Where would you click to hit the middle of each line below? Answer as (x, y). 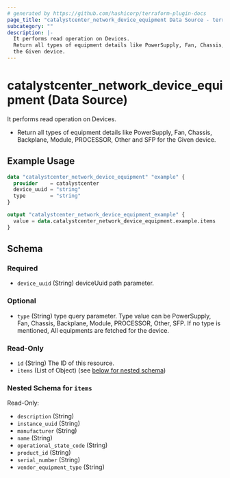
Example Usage (41, 161)
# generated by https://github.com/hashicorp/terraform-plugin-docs (107, 13)
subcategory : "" (30, 26)
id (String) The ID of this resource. (66, 363)
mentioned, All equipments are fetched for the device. (93, 330)
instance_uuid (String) (49, 424)
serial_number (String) (49, 460)
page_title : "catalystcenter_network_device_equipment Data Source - (108, 20)
